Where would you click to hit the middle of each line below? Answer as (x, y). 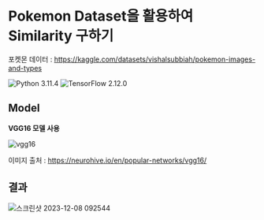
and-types (25, 68)
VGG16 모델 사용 (34, 128)
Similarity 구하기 (61, 36)
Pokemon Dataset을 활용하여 (101, 16)
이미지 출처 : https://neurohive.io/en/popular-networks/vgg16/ (108, 160)
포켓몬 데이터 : (30, 59)
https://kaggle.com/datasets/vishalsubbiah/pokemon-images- (155, 59)
